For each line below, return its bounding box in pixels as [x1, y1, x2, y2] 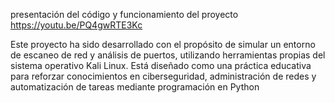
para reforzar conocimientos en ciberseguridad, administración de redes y [10, 70, 317, 82]
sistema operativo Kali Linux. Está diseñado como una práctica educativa [10, 60, 312, 71]
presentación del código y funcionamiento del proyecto [10, 9, 239, 20]
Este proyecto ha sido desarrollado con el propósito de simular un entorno [10, 39, 316, 50]
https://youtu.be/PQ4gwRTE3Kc [10, 19, 143, 31]
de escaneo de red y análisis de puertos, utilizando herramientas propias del [10, 49, 326, 61]
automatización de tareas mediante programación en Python [10, 81, 260, 93]
